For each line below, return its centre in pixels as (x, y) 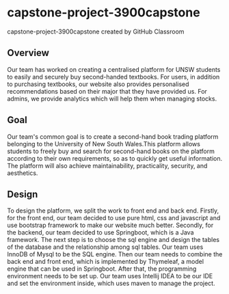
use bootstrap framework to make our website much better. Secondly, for (110, 225)
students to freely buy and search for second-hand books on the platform (111, 151)
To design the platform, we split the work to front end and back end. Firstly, (113, 211)
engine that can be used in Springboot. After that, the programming (102, 269)
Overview (28, 53)
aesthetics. (23, 173)
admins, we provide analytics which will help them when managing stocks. (112, 98)
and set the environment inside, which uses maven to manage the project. (111, 283)
